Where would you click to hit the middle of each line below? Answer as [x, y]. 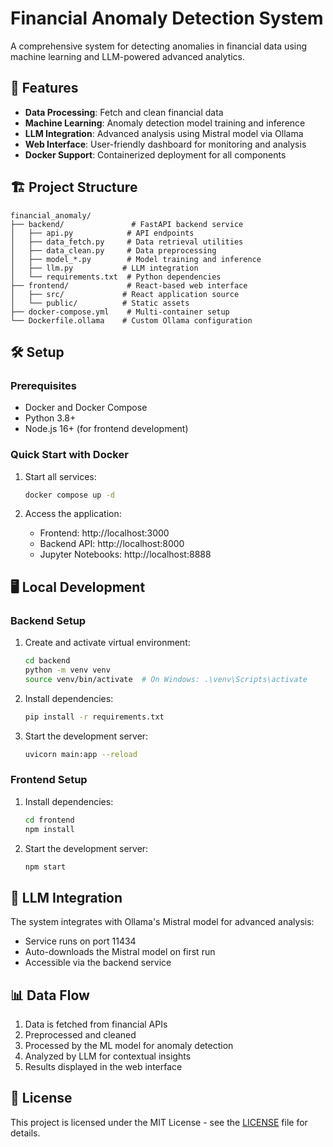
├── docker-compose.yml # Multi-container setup [120, 312]
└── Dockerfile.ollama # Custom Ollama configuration [131, 320]
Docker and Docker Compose [86, 408]
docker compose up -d [69, 495]
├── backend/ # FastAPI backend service [127, 224]
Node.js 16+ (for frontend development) [106, 429]
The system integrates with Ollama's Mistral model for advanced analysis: [162, 922]
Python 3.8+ [50, 418]
